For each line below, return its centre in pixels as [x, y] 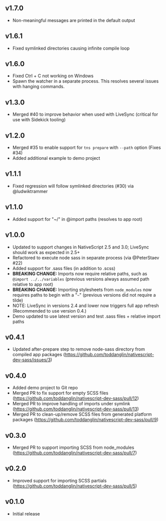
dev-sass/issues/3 [31, 360]
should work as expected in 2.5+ [46, 252]
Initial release [26, 513]
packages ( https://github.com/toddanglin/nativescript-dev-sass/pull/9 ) [85, 420]
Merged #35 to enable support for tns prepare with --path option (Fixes [86, 148]
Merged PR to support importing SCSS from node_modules [73, 447]
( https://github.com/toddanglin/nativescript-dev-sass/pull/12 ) [75, 398]
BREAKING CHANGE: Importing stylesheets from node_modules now [82, 290]
